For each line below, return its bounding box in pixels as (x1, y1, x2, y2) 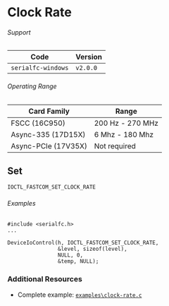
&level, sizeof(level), (57, 245, 128, 253)
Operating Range (7, 82, 58, 90)
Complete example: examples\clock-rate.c (17, 290, 142, 299)
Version (75, 52, 103, 62)
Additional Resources (7, 274, 82, 284)
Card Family (28, 106, 70, 116)
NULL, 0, (57, 252, 83, 259)
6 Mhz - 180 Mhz (94, 129, 154, 139)
